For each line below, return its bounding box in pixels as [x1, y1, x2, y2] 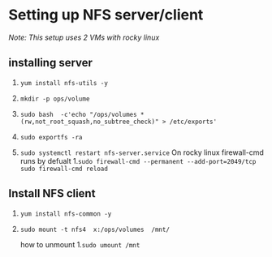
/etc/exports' [169, 118, 218, 126]
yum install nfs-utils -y [19, 79, 108, 87]
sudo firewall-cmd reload [19, 165, 108, 173]
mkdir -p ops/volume [19, 95, 90, 103]
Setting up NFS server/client [8, 6, 204, 24]
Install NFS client [8, 186, 96, 200]
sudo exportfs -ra [19, 133, 83, 141]
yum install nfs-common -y [19, 209, 112, 218]
